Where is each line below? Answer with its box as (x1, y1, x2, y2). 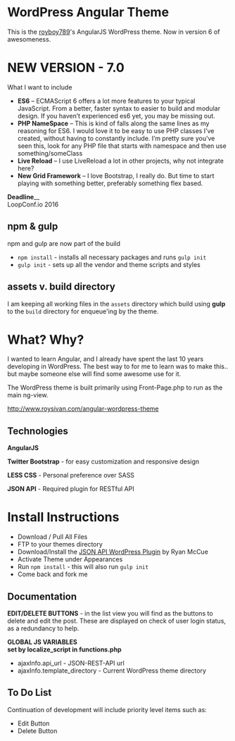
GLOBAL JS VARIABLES (7, 638, 77, 646)
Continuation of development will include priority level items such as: (7, 705, 208, 714)
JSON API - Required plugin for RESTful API (7, 485, 135, 493)
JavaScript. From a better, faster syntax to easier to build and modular (17, 104, 220, 113)
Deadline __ (7, 192, 40, 201)
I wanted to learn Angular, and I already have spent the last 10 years (7, 355, 204, 363)
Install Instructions (7, 509, 120, 525)
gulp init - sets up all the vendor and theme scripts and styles (17, 260, 201, 268)
